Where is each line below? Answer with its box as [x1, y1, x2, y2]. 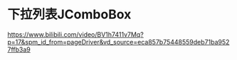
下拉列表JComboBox [7, 6, 132, 23]
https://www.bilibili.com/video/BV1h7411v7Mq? [7, 30, 144, 39]
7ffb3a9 [7, 45, 31, 54]
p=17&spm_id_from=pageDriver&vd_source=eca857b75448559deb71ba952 [7, 37, 230, 46]
